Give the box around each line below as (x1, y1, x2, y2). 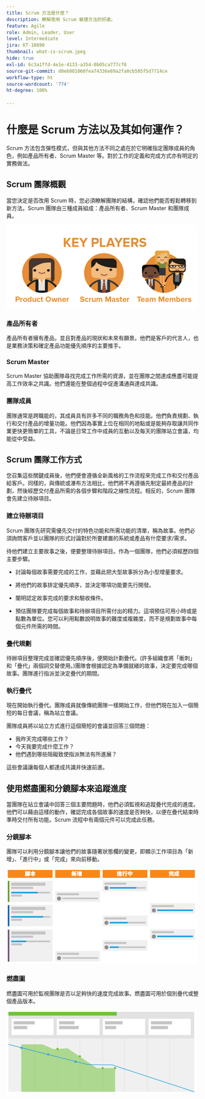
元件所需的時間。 (20, 622, 64, 630)
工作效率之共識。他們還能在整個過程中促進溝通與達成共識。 (11, 380, 162, 387)
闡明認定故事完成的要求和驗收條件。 (15, 594, 107, 602)
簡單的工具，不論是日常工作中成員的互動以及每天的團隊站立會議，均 (27, 427, 199, 434)
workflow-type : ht (6, 74, 53, 81)
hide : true (6, 55, 34, 61)
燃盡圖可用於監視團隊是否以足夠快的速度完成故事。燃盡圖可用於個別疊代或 (6, 989, 193, 997)
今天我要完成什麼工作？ (15, 743, 74, 750)
